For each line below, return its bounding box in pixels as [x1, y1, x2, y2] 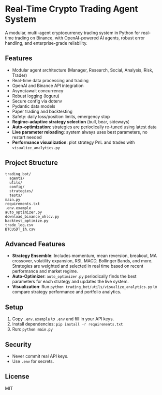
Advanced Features [5, 240, 66, 248]
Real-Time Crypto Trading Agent [5, 3, 138, 15]
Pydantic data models [12, 103, 56, 109]
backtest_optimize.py [5, 218, 49, 223]
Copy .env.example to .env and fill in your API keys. [12, 316, 114, 322]
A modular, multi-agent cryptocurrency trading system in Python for [5, 30, 140, 35]
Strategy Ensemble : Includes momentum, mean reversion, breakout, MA [12, 253, 157, 258]
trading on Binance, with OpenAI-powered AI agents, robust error [15, 35, 145, 41]
